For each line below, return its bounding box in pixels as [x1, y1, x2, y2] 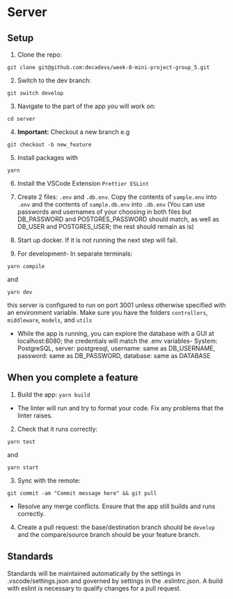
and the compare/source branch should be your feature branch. [17, 530, 200, 538]
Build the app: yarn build [17, 390, 90, 399]
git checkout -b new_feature [7, 141, 92, 148]
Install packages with [17, 154, 79, 161]
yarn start [7, 464, 39, 471]
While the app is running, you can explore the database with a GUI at [17, 330, 214, 337]
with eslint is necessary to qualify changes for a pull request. [7, 584, 182, 592]
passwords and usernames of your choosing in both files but [17, 207, 192, 216]
